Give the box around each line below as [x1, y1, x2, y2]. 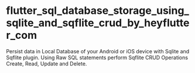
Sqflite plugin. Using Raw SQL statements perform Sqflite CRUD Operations [6, 54, 189, 61]
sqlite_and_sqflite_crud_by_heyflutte [6, 16, 190, 30]
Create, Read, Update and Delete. [6, 60, 87, 67]
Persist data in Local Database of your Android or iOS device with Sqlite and [6, 48, 190, 54]
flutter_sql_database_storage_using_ [6, 4, 189, 17]
